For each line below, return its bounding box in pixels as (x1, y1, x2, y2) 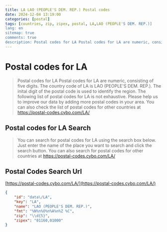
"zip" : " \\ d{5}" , (14, 213, 50, 218)
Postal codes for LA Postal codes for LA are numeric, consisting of (17, 78, 154, 84)
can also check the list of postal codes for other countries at (17, 104, 141, 110)
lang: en (5, 26, 23, 31)
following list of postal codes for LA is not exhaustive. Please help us (17, 93, 158, 100)
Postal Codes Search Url (5, 167, 82, 176)
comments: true (5, 35, 37, 40)
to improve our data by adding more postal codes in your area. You (17, 99, 155, 105)
